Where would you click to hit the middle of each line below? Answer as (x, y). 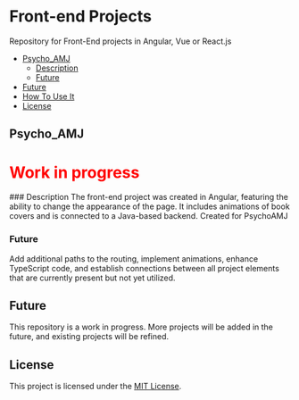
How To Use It (48, 96)
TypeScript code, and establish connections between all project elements (144, 268)
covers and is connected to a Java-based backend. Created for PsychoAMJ (149, 216)
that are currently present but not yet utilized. (92, 278)
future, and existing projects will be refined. (89, 337)
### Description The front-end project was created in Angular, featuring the (149, 197)
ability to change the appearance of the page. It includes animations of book (149, 206)
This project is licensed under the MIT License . (96, 387)
